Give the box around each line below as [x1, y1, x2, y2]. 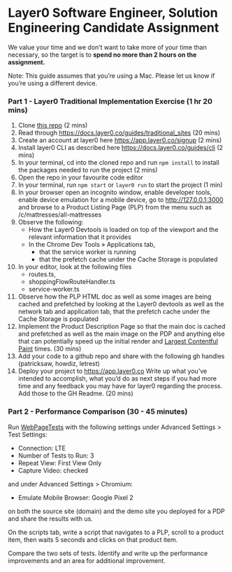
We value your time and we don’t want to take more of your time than [8, 43, 207, 51]
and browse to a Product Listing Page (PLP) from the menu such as [17, 203, 212, 212]
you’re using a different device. [8, 79, 98, 87]
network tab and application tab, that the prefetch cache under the [17, 307, 210, 316]
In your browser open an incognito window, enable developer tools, [17, 188, 212, 197]
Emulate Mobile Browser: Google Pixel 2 [17, 493, 133, 502]
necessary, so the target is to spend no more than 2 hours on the [8, 50, 197, 59]
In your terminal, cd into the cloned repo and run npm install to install [17, 158, 219, 167]
